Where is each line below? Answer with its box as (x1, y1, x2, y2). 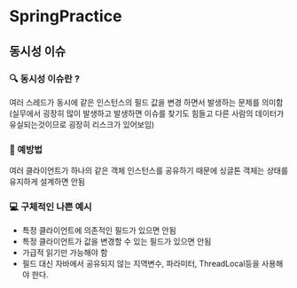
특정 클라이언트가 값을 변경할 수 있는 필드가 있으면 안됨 (21, 237, 212, 247)
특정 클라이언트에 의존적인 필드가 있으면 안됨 (21, 225, 177, 236)
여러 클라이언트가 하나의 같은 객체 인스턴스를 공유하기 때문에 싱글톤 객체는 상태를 (9, 166, 289, 176)
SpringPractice (9, 6, 122, 27)
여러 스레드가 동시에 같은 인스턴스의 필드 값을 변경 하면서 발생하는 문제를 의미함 (9, 97, 284, 107)
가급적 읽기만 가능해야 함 (21, 247, 108, 258)
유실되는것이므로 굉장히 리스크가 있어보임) (9, 119, 155, 129)
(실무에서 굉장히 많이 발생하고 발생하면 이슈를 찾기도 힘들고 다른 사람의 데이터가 (9, 108, 285, 119)
